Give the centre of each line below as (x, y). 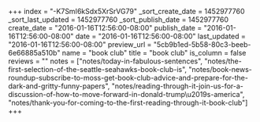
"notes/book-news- (220, 69)
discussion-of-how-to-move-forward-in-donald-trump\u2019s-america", (126, 94)
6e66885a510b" (34, 53)
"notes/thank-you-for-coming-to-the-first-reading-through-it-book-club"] (128, 102)
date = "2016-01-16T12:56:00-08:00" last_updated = (161, 36)
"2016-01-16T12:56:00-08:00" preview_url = (80, 45)
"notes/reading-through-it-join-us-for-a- (178, 86)
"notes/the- (223, 61)
